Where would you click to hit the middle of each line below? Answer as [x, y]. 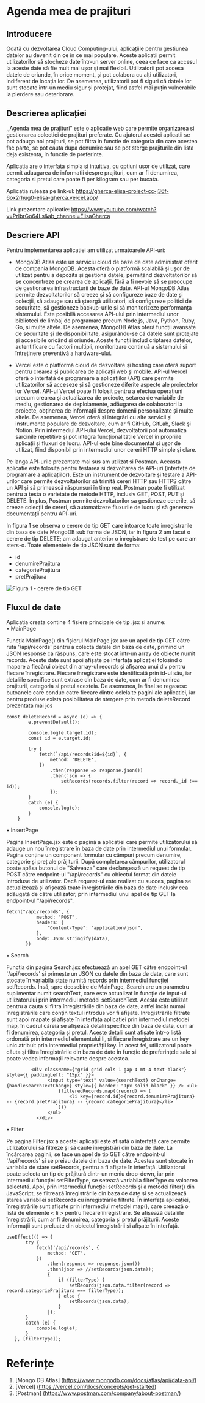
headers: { [50, 923]
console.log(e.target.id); [63, 733]
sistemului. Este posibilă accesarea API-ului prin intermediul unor [97, 314]
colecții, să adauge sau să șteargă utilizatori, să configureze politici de [103, 301]
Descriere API [33, 235]
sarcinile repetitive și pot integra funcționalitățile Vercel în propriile [98, 436]
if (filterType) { [81, 1280]
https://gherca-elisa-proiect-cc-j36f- [122, 191]
